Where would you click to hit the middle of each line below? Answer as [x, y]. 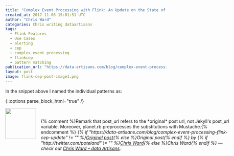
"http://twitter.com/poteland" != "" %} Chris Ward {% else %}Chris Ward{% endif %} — [132, 143]
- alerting [21, 43]
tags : [11, 29]
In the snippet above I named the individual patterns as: [64, 91]
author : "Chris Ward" [28, 19]
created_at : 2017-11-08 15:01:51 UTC [45, 15]
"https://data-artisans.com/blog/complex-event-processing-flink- [158, 132]
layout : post [19, 72]
